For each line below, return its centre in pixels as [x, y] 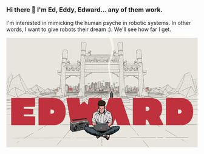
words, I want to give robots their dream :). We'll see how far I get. [89, 29]
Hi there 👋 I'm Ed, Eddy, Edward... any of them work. [84, 10]
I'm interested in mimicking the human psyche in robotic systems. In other [99, 23]
